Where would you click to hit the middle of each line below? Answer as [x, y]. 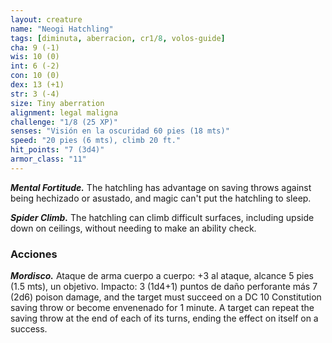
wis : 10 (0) [35, 57]
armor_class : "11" [48, 159]
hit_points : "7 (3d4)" [57, 150]
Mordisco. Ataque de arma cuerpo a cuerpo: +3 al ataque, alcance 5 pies [162, 276]
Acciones [34, 254]
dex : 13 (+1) [37, 85]
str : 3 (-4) [35, 94]
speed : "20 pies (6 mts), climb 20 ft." [96, 141]
